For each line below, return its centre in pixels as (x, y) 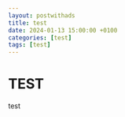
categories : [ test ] (40, 38)
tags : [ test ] (29, 45)
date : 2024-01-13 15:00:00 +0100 (63, 30)
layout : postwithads (42, 15)
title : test (28, 23)
